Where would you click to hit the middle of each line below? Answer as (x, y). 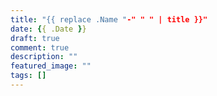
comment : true (40, 47)
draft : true (35, 38)
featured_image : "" (51, 66)
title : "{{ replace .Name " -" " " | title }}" (109, 19)
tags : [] (28, 76)
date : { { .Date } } (48, 29)
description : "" (44, 57)
